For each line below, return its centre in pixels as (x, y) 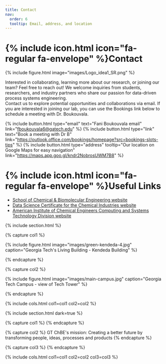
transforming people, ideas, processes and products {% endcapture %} (79, 338)
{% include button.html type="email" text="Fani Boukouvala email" (74, 124)
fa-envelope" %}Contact (90, 59)
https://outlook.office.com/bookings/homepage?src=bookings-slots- (88, 139)
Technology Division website (42, 216)
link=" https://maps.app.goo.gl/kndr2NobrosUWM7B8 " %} (65, 155)
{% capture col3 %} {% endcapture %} (45, 348)
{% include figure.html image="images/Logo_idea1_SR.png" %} (70, 73)
